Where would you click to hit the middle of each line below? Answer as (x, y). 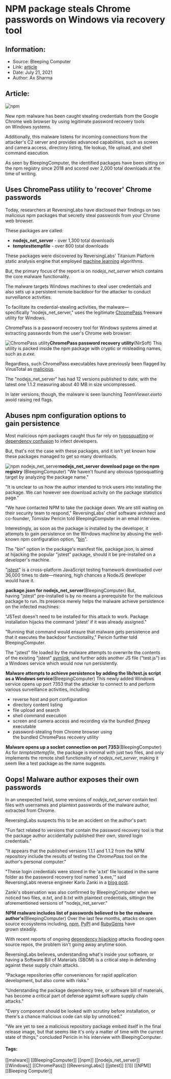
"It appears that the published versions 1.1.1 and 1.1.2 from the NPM (75, 851)
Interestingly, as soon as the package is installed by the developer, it (77, 528)
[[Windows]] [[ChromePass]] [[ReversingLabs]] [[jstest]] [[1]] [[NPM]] (78, 1066)
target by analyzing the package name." (47, 477)
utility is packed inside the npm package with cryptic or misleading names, (83, 348)
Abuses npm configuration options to (66, 416)
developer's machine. (28, 560)
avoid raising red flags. (29, 399)
